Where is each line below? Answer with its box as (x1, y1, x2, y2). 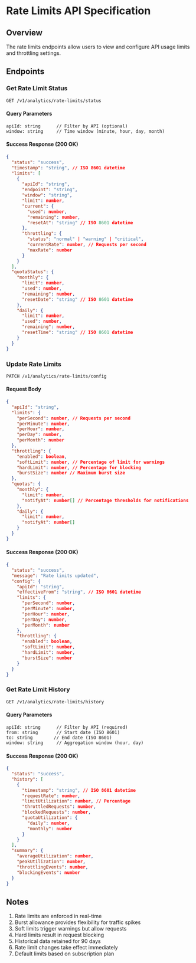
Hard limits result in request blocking (14, 931, 104, 939)
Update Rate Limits (6, 360, 62, 368)
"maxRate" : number (27, 247, 73, 253)
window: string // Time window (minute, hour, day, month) (6, 128, 165, 134)
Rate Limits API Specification (6, 4, 151, 18)
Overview (6, 28, 43, 38)
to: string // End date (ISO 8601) (6, 735, 112, 741)
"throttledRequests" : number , (21, 804, 96, 810)
